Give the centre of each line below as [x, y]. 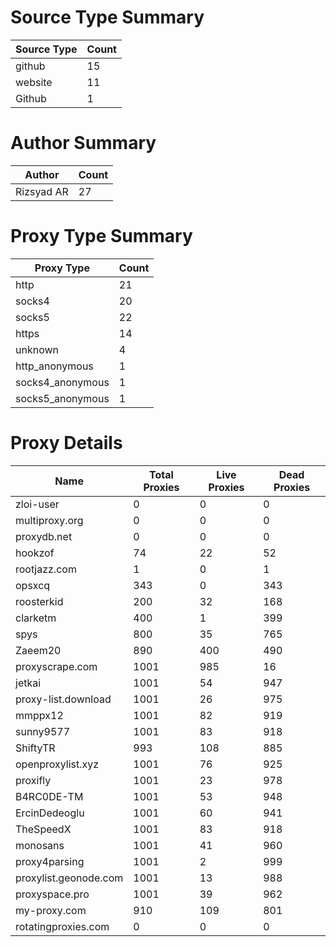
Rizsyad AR [42, 191]
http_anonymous [54, 366]
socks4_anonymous [62, 382]
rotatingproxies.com [62, 926]
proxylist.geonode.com [69, 878]
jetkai [28, 683]
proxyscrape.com [56, 666]
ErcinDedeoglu [50, 813]
